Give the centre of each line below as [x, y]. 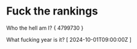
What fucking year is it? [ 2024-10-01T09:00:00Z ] [69, 39]
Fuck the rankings [52, 11]
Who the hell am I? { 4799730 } [45, 28]
